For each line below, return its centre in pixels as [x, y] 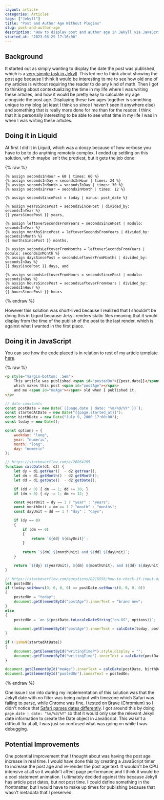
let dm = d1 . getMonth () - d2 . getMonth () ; [56, 476]
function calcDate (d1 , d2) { [35, 467]
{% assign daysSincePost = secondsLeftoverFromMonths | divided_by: [76, 258]
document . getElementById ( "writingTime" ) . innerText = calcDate [78, 656]
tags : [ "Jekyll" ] [23, 19]
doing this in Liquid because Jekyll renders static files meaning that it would [81, 315]
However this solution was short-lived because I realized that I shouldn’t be [81, 310]
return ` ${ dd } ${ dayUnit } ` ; [60, 539]
